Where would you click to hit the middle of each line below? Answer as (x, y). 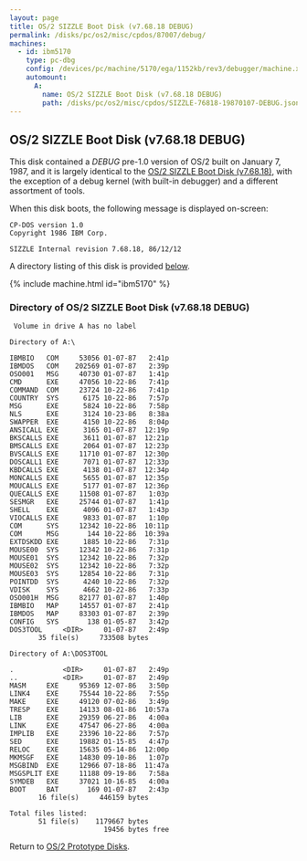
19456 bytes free (137, 830)
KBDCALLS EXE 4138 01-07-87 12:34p (90, 470)
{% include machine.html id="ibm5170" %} (90, 284)
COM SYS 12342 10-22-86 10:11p (90, 526)
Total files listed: (49, 814)
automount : (47, 78)
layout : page (34, 18)
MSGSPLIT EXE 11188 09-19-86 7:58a (90, 774)
